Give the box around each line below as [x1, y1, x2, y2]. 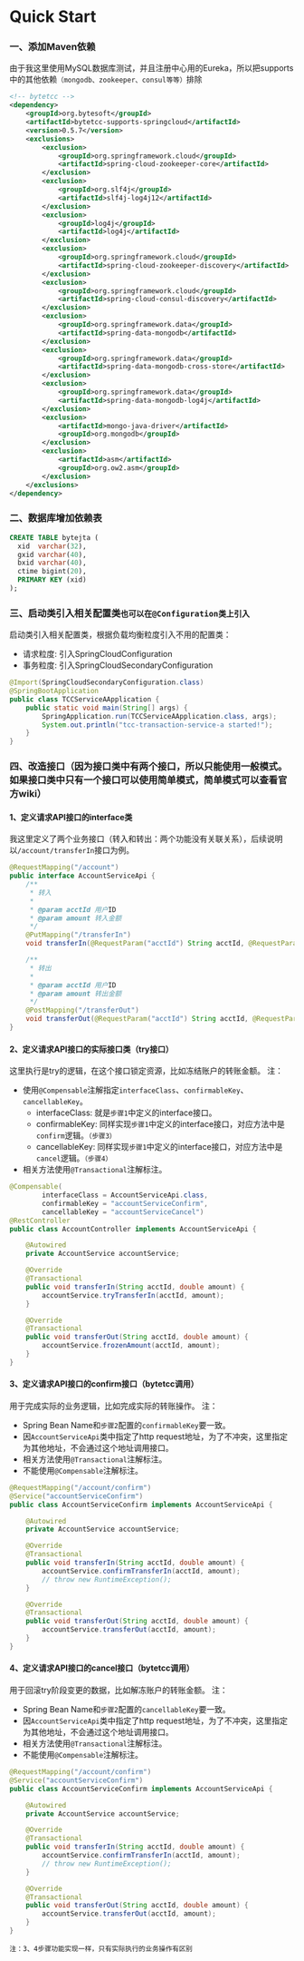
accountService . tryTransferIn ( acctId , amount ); [42, 1290, 224, 1299]
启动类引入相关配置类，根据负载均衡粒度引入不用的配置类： [9, 629, 232, 641]
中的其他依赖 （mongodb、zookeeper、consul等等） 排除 [9, 74, 203, 85]
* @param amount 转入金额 [29, 914, 122, 923]
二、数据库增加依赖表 [9, 512, 102, 525]
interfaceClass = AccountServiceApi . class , [42, 1191, 208, 1200]
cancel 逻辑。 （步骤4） [35, 1152, 113, 1163]
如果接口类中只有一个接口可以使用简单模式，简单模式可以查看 [9, 774, 279, 787]
